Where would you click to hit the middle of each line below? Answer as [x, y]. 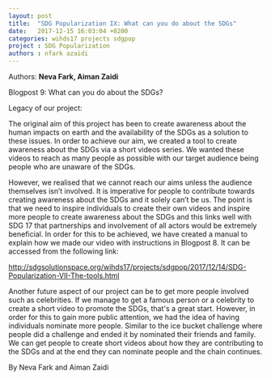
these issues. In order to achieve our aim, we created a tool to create [123, 141]
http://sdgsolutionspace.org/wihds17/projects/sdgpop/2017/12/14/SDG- [127, 267]
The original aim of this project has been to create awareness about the [127, 124]
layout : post [30, 16]
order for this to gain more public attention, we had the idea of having [124, 317]
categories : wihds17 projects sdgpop [72, 38]
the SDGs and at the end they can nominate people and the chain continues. [135, 352]
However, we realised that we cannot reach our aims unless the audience [130, 182]
